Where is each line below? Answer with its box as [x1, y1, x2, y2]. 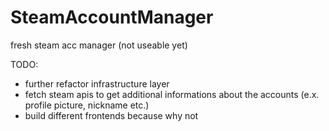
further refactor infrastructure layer [24, 77, 170, 90]
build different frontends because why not [24, 109, 199, 121]
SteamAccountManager [10, 6, 214, 29]
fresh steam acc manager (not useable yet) [10, 39, 188, 51]
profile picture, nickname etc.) [24, 99, 150, 111]
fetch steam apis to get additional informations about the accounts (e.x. [24, 88, 320, 100]
